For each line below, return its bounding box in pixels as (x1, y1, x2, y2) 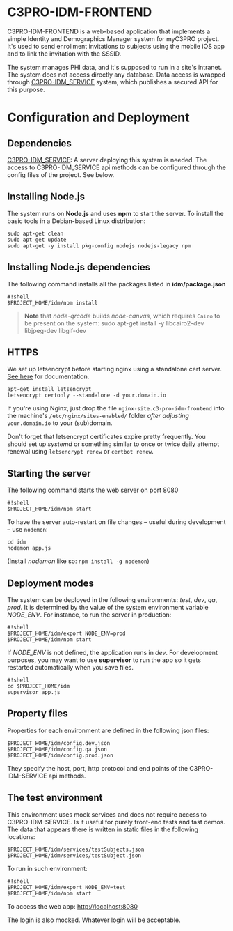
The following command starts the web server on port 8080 (7, 486, 179, 495)
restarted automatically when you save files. (7, 663, 134, 671)
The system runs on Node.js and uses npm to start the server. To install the (7, 209, 224, 217)
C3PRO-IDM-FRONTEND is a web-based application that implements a (7, 27, 211, 36)
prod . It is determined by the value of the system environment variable (7, 603, 209, 611)
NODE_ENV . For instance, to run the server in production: (7, 610, 172, 619)
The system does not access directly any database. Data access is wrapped (7, 70, 226, 79)
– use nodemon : (7, 525, 48, 534)
